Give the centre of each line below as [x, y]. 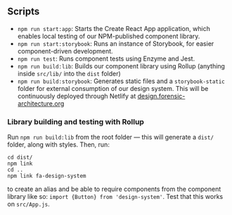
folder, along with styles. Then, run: [59, 145]
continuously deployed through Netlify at [77, 96]
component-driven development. [65, 51]
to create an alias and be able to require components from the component [114, 189]
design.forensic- [161, 96]
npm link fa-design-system [47, 176]
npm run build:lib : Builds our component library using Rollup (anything [121, 66]
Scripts [24, 12]
